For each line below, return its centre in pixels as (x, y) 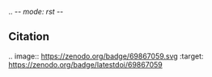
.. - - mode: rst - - (36, 12)
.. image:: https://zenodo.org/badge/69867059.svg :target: (106, 56)
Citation (29, 36)
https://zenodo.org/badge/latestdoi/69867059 (86, 64)
